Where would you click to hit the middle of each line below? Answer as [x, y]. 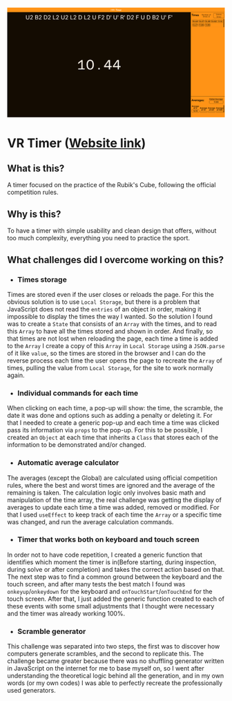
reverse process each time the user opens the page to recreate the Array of [115, 361]
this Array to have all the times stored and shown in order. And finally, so [110, 331]
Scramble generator [51, 631]
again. [16, 375]
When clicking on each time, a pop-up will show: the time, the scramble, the [115, 408]
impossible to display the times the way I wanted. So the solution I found [110, 316]
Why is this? [34, 214]
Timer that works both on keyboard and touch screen [108, 539]
